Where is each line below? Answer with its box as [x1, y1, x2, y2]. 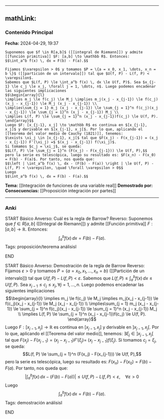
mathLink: [5, 14, 37, 23]
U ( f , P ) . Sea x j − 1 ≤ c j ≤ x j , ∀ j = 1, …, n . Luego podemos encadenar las [5, 281, 144, 289]
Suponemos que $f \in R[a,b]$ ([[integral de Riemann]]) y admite [5, 49, 143, 54]
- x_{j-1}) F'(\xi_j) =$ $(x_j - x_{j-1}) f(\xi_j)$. [5, 140, 117, 144]
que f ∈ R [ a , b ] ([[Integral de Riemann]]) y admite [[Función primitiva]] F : [5, 221, 153, 227]
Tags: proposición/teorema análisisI [5, 244, 77, 250]
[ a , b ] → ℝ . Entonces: [5, 226, 48, 232]
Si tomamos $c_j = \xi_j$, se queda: [5, 144, 82, 149]
